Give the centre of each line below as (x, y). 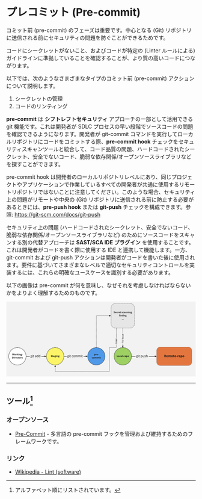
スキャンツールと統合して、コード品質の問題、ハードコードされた (103, 149)
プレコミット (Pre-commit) (73, 12)
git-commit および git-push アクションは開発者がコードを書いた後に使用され (101, 257)
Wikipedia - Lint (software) (48, 472)
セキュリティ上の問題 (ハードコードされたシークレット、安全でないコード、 (100, 227)
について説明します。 (32, 85)
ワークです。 (46, 441)
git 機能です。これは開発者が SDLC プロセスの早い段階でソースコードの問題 (100, 126)
